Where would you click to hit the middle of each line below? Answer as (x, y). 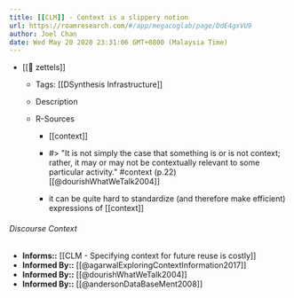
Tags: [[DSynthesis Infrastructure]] (99, 84)
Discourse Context (43, 228)
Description (56, 102)
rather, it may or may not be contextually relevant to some (154, 163)
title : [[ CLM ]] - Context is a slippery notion (99, 17)
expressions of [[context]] (96, 208)
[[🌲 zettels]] (44, 67)
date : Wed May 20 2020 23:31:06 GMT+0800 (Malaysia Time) (119, 42)
